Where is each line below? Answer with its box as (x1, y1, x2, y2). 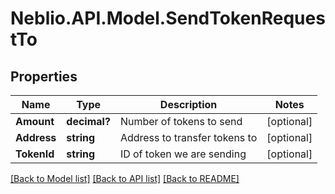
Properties (10, 68, 78, 85)
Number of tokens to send (119, 115, 243, 128)
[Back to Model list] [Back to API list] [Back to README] (10, 173, 240, 184)
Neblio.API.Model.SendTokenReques (10, 7, 326, 30)
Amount (15, 115, 55, 128)
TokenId (15, 147, 55, 161)
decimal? (66, 115, 111, 128)
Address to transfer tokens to (119, 131, 258, 144)
